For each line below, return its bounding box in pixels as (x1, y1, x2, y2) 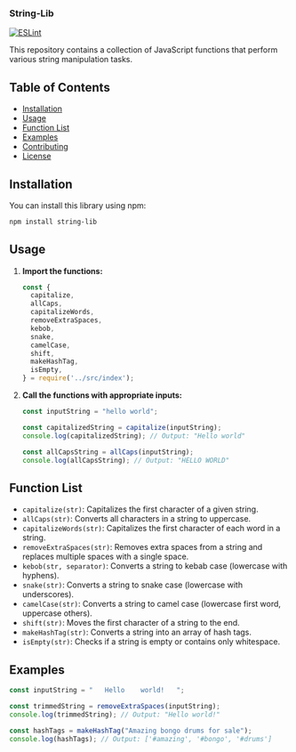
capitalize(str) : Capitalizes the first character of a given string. (21, 504, 260, 514)
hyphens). (21, 570, 60, 581)
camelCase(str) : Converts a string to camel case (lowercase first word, (21, 599, 282, 610)
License (21, 150, 52, 162)
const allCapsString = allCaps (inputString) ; (21, 448, 194, 457)
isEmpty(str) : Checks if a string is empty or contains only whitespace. (21, 636, 281, 647)
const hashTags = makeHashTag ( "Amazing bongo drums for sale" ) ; (9, 726, 252, 735)
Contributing (21, 142, 68, 152)
